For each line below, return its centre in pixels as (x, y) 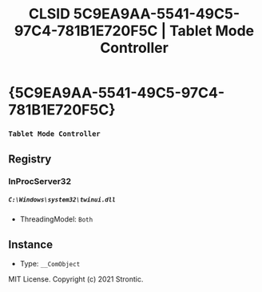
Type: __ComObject (50, 264)
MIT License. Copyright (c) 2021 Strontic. (76, 279)
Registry (30, 159)
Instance (31, 244)
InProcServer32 (40, 182)
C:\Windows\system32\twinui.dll (62, 200)
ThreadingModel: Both (56, 219)
